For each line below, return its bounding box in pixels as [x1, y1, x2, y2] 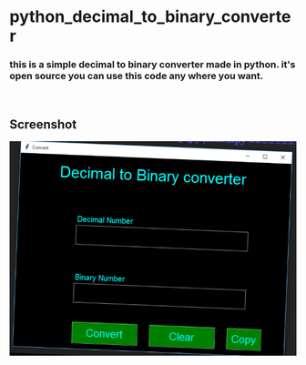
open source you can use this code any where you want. [9, 70, 264, 83]
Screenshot [9, 117, 77, 132]
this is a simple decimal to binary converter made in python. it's [9, 58, 296, 71]
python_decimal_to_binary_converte [9, 6, 291, 27]
